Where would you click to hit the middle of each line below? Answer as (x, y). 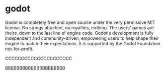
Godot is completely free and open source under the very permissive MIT (80, 22)
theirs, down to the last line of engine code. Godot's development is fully (80, 33)
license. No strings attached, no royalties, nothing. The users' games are (80, 27)
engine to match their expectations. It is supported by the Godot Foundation (83, 43)
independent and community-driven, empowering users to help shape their (82, 38)
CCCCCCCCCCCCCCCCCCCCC (39, 58)
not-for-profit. (19, 49)
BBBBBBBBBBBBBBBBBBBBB (35, 68)
